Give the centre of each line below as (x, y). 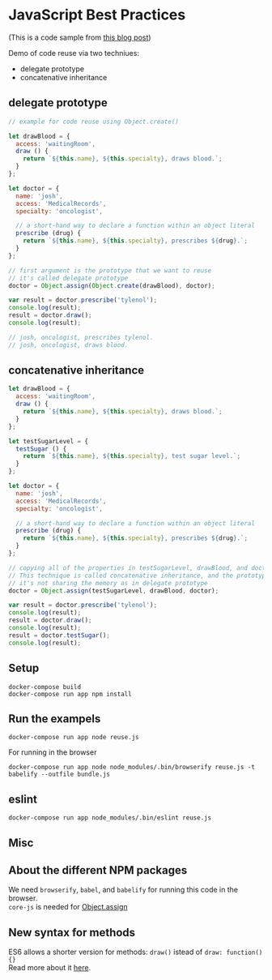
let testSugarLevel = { (49, 441)
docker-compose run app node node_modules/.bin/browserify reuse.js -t (132, 768)
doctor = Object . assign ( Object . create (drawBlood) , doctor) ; (112, 285)
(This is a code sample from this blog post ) (80, 37)
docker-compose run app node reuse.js (74, 738)
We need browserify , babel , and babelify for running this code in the (123, 890)
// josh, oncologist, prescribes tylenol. (81, 337)
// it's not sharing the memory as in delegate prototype (108, 583)
